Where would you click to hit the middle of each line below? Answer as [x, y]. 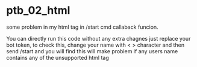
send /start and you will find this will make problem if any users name [92, 51]
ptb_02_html [38, 10]
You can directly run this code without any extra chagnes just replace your [98, 38]
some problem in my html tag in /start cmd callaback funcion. [82, 27]
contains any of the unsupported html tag [58, 57]
